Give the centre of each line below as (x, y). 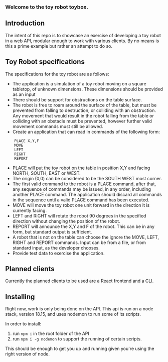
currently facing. (29, 210)
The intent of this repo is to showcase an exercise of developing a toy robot (83, 35)
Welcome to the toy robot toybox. (47, 7)
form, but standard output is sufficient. (52, 231)
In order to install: (23, 324)
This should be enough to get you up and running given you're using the (80, 349)
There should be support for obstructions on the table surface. (77, 99)
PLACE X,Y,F (27, 141)
